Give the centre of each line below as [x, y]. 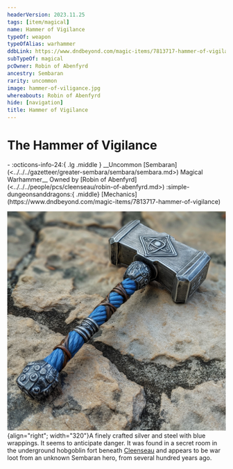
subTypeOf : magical [35, 59]
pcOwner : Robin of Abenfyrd [48, 66]
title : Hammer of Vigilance [48, 110]
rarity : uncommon [32, 81]
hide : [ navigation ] [35, 103]
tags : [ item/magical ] [38, 22]
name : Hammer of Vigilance [46, 29]
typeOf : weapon [29, 37]
